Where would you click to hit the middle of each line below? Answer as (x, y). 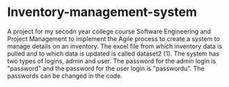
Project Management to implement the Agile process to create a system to (114, 38)
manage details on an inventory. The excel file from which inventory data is (115, 46)
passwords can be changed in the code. (65, 76)
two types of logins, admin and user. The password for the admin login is (112, 61)
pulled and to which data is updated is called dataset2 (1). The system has (113, 54)
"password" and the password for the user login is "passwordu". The (106, 68)
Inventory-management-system (102, 12)
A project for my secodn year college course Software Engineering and (109, 31)
